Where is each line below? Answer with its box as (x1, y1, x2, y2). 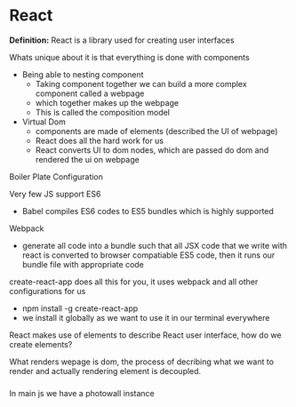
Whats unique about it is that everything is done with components (9, 52, 251, 62)
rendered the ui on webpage (35, 154, 140, 164)
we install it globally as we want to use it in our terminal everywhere (21, 312, 270, 323)
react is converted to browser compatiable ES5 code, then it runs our (21, 250, 276, 260)
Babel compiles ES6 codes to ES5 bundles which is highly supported (21, 205, 274, 216)
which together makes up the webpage (35, 97, 180, 108)
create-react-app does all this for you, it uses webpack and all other (9, 276, 259, 287)
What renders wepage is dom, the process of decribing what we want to (9, 356, 274, 367)
